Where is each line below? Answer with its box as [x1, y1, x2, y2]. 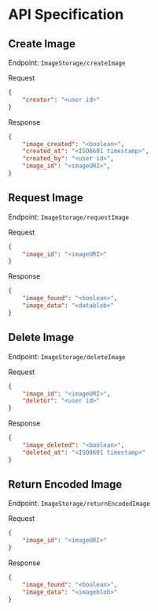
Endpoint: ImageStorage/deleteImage [8, 351, 126, 361]
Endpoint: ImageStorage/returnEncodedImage [8, 499, 151, 508]
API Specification [8, 6, 124, 24]
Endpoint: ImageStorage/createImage [8, 58, 126, 67]
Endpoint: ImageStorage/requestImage [8, 212, 130, 222]
